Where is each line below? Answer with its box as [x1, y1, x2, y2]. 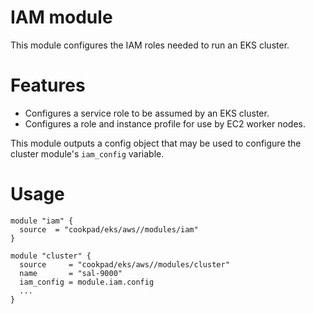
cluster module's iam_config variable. [10, 147, 165, 160]
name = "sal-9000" [19, 268, 123, 278]
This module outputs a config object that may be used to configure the [10, 137, 302, 149]
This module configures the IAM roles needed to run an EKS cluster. [10, 39, 290, 51]
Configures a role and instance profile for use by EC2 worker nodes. [24, 117, 307, 130]
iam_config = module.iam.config [19, 277, 155, 287]
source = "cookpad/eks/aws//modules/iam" [19, 224, 199, 235]
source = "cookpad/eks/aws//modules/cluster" [19, 259, 230, 270]
